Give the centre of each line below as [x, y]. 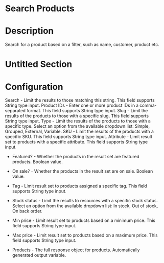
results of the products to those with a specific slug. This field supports [77, 116]
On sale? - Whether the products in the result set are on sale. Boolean [82, 171]
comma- [148, 105]
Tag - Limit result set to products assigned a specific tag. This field [80, 186]
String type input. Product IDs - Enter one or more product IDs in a [72, 105]
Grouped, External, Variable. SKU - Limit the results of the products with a [80, 131]
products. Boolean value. [37, 162]
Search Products [40, 9]
